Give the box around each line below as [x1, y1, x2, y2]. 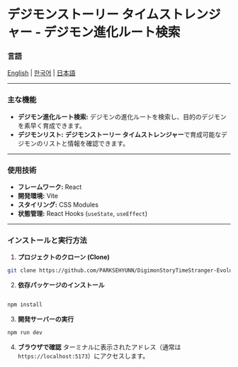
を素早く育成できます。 [17, 121, 86, 130]
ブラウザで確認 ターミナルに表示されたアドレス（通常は [17, 343, 181, 351]
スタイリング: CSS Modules [17, 200, 99, 209]
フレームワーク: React [17, 182, 82, 192]
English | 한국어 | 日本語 [7, 69, 76, 77]
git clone [7, 267, 37, 274]
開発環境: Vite [17, 192, 59, 200]
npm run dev [7, 329, 42, 336]
